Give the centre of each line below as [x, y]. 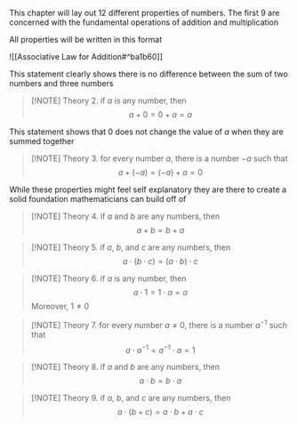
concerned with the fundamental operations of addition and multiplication [144, 22]
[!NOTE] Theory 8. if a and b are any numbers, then [125, 367]
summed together [42, 141]
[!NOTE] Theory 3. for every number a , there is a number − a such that [159, 158]
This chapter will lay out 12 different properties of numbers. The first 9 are [144, 13]
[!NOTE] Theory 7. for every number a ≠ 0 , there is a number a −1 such [159, 324]
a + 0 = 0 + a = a [161, 114]
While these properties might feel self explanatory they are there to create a [148, 189]
